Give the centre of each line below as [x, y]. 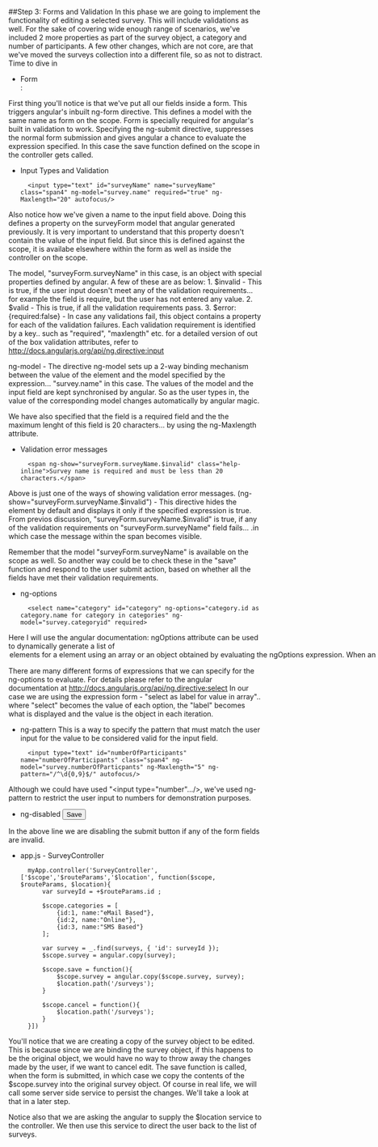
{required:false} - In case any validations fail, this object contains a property [135, 316]
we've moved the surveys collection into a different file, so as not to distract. [135, 55]
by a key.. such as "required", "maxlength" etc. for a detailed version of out [133, 333]
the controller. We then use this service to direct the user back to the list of [132, 1126]
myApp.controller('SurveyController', [93, 870]
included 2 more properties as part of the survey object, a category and [128, 37]
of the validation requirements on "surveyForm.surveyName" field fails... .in [134, 528]
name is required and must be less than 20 [149, 471]
